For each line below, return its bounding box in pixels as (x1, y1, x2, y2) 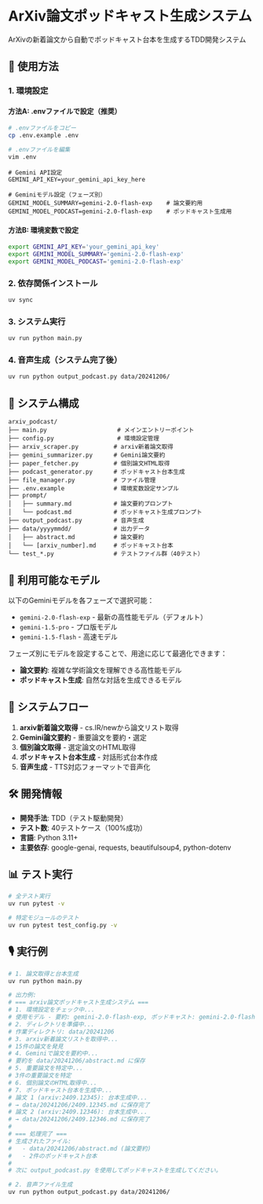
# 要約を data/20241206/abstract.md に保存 (8, 1057, 145, 1065)
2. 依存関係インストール (8, 277, 98, 288)
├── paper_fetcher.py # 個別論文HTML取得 (8, 460, 170, 468)
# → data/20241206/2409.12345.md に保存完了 (8, 1101, 151, 1109)
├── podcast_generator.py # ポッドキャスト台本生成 (8, 468, 185, 476)
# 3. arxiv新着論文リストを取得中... (8, 1035, 119, 1043)
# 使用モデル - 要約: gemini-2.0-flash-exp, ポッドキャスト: (8, 1013, 196, 1022)
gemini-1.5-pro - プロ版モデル (19, 622, 118, 631)
